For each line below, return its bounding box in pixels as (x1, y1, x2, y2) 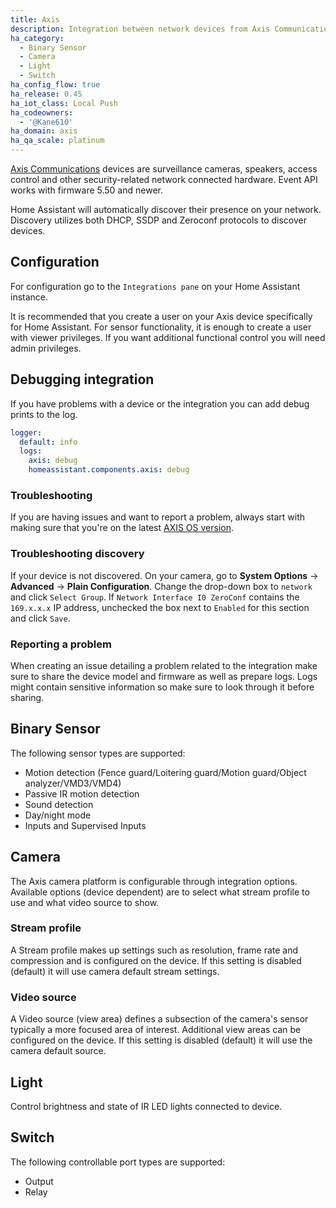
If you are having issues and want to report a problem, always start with (10, 511, 306, 523)
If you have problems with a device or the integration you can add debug (10, 397, 310, 410)
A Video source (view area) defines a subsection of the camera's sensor (10, 1013, 309, 1025)
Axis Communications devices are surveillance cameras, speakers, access (10, 163, 318, 175)
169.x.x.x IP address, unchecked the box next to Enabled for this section (10, 601, 310, 613)
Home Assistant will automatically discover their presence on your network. (10, 204, 322, 215)
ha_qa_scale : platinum (10, 136, 105, 146)
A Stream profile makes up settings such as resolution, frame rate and (10, 944, 299, 956)
